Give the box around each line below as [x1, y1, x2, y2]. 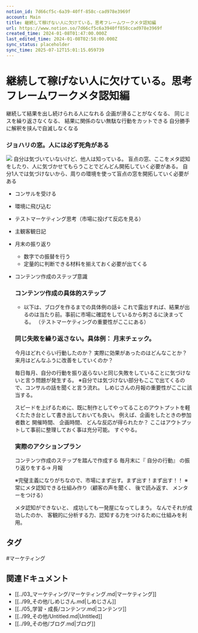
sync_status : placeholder [6, 42, 70, 48]
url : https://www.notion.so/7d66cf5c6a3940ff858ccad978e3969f [6, 25, 163, 31]
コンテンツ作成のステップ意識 [14, 272, 87, 280]
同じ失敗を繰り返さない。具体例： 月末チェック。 [14, 335, 155, 343]
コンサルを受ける [14, 190, 57, 197]
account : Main [6, 14, 41, 20]
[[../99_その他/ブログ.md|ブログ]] [14, 620, 96, 627]
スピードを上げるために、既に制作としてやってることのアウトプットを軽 [14, 404, 191, 411]
